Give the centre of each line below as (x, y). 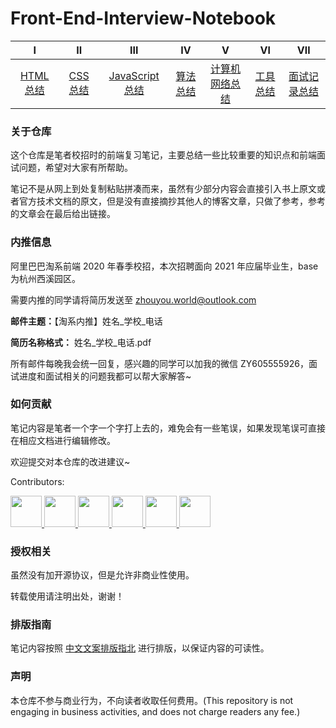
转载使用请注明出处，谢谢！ (67, 596)
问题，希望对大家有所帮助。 (75, 168)
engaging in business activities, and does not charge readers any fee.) (155, 711)
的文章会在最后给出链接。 (63, 214)
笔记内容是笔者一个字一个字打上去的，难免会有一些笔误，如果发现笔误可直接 (168, 428)
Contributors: (37, 481)
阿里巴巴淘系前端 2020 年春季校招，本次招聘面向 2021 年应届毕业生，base (164, 266)
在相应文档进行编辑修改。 (63, 440)
